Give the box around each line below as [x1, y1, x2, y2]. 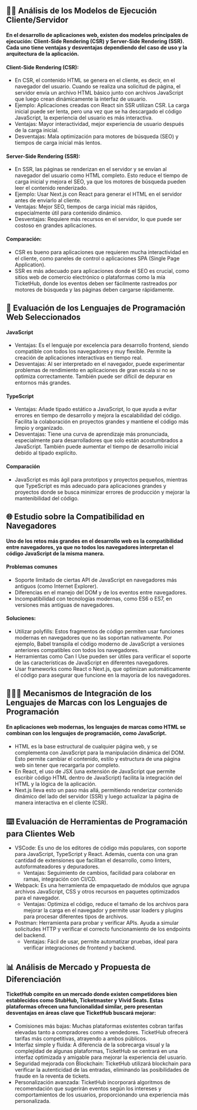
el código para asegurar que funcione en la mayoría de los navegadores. [14, 671, 191, 678]
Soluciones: [6, 615, 36, 622]
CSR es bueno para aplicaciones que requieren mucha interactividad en [14, 248, 189, 256]
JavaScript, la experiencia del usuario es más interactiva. [14, 114, 153, 121]
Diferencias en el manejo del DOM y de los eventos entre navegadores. [14, 589, 187, 596]
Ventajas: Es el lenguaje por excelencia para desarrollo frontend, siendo [14, 342, 189, 349]
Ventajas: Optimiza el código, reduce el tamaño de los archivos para [23, 901, 189, 908]
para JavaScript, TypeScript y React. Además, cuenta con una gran [14, 851, 178, 858]
